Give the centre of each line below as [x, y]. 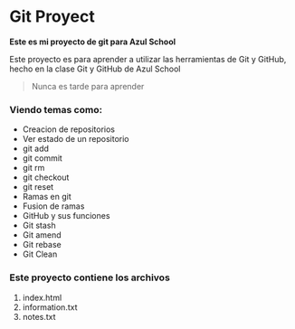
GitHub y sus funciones [66, 216]
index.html [42, 297]
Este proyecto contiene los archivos [90, 277]
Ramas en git [47, 197]
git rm [33, 168]
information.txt [50, 307]
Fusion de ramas [53, 206]
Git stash [39, 226]
